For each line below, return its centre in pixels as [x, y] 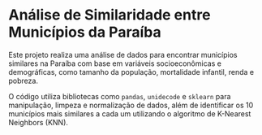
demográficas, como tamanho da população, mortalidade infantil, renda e [131, 72]
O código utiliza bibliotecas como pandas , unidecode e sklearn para [120, 96]
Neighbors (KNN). [39, 122]
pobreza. [24, 81]
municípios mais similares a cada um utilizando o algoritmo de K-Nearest [130, 113]
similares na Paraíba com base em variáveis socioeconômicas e [115, 63]
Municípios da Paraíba [85, 32]
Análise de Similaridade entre [110, 15]
